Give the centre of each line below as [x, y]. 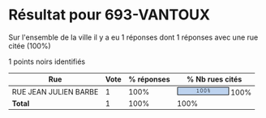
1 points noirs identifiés [47, 61]
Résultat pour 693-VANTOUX [109, 15]
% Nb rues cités [214, 79]
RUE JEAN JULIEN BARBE [55, 91]
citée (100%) [30, 45]
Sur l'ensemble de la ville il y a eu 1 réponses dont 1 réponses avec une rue [133, 37]
